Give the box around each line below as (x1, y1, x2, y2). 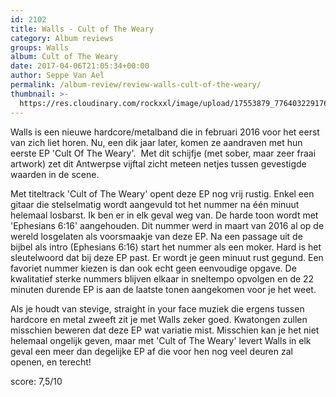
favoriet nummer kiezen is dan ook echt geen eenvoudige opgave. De (10, 262, 297, 274)
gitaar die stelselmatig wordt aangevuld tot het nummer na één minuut (10, 198, 300, 210)
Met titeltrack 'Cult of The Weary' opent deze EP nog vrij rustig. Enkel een (10, 187, 315, 200)
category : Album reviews (10, 33, 114, 43)
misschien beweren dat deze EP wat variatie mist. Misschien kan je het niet (10, 324, 320, 336)
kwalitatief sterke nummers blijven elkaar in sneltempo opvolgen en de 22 (10, 272, 315, 285)
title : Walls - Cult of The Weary (10, 24, 155, 34)
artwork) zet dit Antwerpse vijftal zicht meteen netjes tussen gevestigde (10, 157, 307, 170)
